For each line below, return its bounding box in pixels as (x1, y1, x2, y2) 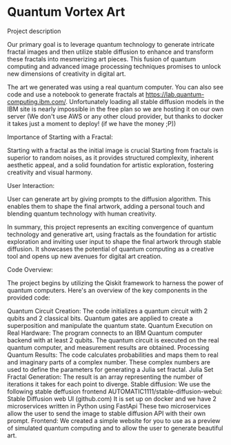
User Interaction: (7, 181, 55, 189)
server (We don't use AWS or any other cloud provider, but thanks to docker (7, 112, 223, 121)
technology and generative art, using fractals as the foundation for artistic (7, 230, 217, 238)
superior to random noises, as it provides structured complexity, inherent (7, 153, 214, 162)
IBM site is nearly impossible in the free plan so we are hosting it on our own (7, 105, 224, 113)
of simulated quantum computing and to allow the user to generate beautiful (7, 424, 223, 432)
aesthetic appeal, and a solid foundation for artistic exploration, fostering (7, 161, 214, 169)
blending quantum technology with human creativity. (7, 209, 157, 218)
